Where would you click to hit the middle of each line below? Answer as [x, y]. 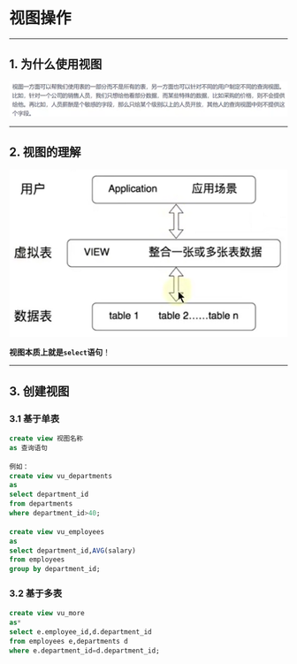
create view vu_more [47, 614]
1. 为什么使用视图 [56, 64]
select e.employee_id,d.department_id [80, 632]
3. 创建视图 [39, 391]
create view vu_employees [57, 531]
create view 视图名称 [46, 439]
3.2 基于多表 [36, 593]
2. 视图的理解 [45, 153]
